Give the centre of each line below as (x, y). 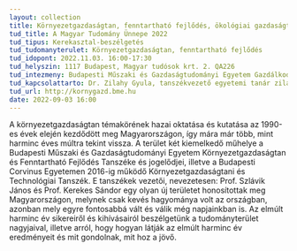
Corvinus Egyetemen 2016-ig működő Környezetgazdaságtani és (127, 171)
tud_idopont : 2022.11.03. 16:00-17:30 (80, 58)
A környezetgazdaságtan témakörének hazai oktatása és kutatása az (134, 125)
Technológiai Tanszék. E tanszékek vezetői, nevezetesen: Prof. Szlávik (137, 181)
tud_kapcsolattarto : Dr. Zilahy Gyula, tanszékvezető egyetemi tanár (140, 83)
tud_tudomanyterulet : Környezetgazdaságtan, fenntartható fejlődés (136, 50)
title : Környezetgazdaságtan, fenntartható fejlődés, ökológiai (130, 26)
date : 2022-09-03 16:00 (53, 99)
